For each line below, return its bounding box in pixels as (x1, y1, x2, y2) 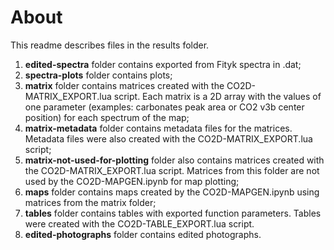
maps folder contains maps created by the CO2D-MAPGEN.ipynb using (24, 186, 320, 198)
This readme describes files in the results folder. (10, 39, 210, 51)
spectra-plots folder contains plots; (24, 69, 173, 81)
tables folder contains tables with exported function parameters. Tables (24, 207, 322, 219)
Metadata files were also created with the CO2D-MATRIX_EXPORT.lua (24, 132, 313, 145)
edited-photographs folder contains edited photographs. (24, 228, 262, 240)
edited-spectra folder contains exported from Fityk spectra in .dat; (24, 58, 302, 70)
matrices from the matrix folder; (24, 196, 157, 208)
